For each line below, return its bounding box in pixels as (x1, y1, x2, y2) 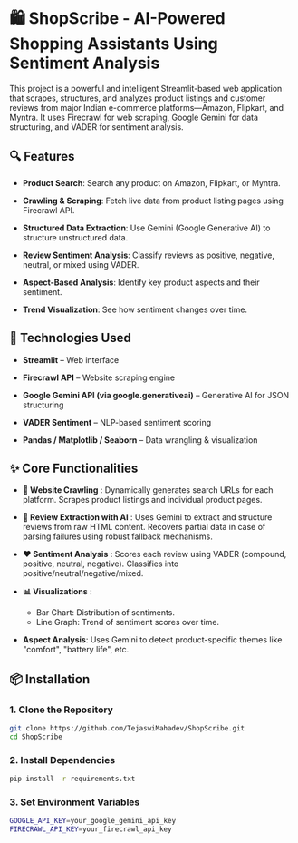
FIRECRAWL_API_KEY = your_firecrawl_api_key (9, 825, 172, 834)
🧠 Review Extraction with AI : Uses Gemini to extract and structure (22, 512, 273, 523)
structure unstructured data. (22, 231, 129, 242)
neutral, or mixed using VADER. (22, 259, 139, 270)
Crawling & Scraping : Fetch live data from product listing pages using (22, 195, 284, 206)
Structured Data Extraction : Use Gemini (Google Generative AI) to (22, 222, 271, 233)
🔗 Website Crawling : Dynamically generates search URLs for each (22, 485, 274, 495)
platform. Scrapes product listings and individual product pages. (22, 495, 263, 505)
